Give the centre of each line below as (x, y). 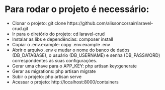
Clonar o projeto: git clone (39, 23)
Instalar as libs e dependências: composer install (63, 39)
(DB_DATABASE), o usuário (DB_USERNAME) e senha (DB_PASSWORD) (86, 55)
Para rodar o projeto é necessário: (77, 9)
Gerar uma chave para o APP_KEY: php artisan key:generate (74, 66)
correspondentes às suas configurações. (55, 60)
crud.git (20, 28)
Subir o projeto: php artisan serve (47, 76)
